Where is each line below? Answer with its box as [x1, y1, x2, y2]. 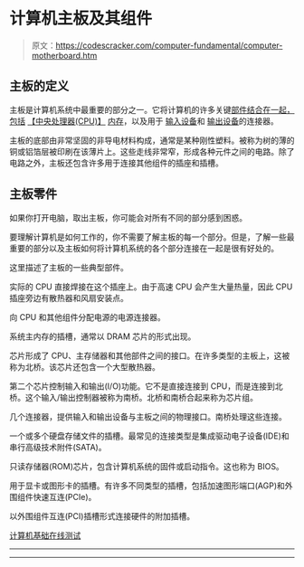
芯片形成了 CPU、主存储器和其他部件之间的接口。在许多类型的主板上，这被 [9, 350, 290, 361]
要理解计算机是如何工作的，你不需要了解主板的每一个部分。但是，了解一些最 [9, 232, 295, 242]
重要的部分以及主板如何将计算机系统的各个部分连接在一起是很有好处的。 [9, 242, 279, 253]
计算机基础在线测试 [9, 530, 81, 541]
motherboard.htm [31, 50, 98, 61]
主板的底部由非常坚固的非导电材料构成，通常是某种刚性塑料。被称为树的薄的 [9, 135, 295, 146]
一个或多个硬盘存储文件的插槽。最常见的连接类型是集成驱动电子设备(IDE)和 [9, 430, 290, 441]
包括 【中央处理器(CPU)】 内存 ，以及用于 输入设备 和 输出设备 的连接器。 [9, 115, 279, 127]
